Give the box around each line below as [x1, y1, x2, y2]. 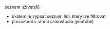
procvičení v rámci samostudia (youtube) [11, 19, 94, 24]
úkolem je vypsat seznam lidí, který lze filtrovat [11, 14, 106, 19]
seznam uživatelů [4, 4, 40, 10]
